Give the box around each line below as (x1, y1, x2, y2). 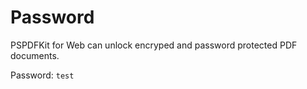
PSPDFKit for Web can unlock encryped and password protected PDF (10, 39, 298, 51)
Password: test (10, 69, 75, 81)
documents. (10, 49, 60, 61)
